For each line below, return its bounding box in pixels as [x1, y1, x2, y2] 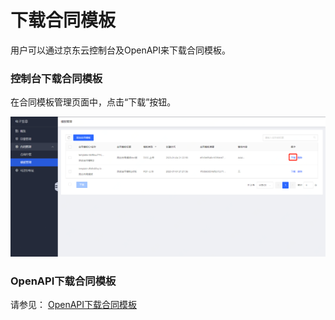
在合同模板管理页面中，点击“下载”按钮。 [10, 96, 177, 108]
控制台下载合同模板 [10, 71, 103, 85]
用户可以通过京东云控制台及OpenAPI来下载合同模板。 [10, 44, 232, 56]
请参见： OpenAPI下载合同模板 [10, 299, 138, 311]
